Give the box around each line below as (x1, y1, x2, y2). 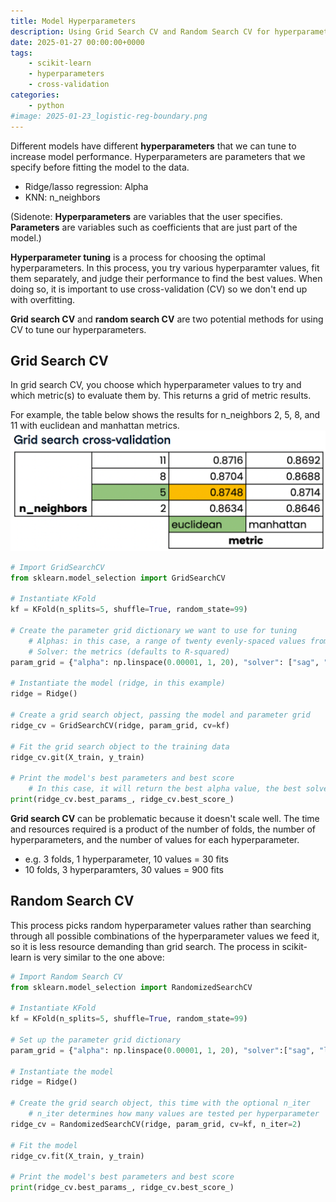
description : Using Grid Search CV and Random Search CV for (10, 26, 271, 37)
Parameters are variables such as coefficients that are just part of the (10, 221, 298, 233)
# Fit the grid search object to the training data (10, 741, 230, 752)
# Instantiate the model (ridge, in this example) (10, 678, 226, 689)
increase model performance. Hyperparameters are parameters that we (10, 150, 306, 162)
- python (28, 100, 65, 110)
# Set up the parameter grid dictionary (10, 1035, 182, 1045)
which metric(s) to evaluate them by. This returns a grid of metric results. (10, 390, 312, 402)
